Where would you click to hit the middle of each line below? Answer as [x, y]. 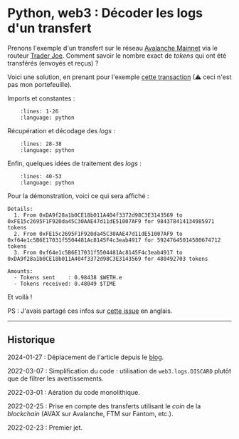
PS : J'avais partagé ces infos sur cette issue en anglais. [90, 311]
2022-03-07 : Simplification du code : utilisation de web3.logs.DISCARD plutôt [119, 371]
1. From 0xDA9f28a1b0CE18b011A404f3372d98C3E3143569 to [98, 215]
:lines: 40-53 [41, 176]
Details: [20, 209]
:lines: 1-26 [39, 111]
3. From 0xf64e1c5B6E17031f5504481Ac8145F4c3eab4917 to [98, 252]
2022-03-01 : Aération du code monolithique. [74, 392]
